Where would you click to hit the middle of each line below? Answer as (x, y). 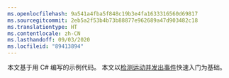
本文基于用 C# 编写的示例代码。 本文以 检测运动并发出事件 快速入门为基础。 (117, 67)
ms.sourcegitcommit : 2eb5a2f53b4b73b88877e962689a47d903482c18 (103, 20)
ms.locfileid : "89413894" (45, 46)
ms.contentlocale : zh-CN (44, 33)
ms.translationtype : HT (43, 27)
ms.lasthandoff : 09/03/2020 (49, 40)
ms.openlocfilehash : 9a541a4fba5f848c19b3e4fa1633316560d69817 (103, 14)
